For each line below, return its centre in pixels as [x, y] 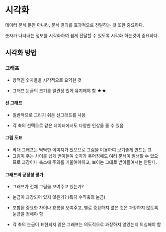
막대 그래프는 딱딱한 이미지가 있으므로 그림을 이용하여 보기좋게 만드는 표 [82, 150]
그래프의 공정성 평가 [24, 174]
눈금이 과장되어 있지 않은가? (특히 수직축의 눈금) [59, 197]
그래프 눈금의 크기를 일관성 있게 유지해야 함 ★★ [59, 91]
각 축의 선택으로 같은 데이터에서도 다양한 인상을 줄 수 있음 [68, 125]
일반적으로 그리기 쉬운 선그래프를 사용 [49, 115]
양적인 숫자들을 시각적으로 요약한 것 [47, 80]
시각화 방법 [21, 53]
